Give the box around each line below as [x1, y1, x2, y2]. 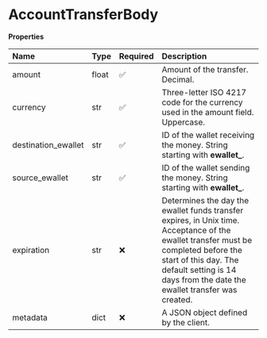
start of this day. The [161, 254, 239, 265]
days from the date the [161, 274, 246, 285]
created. [161, 294, 193, 305]
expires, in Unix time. [161, 214, 240, 225]
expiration [12, 244, 50, 255]
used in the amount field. [161, 106, 254, 117]
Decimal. [161, 74, 195, 85]
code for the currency [161, 97, 243, 108]
